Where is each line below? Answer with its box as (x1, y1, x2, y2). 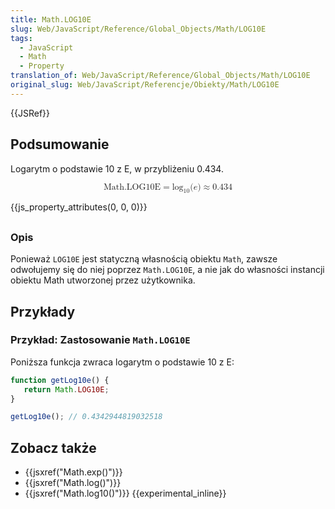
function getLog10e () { (10, 375, 110, 385)
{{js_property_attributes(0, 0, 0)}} (10, 201, 148, 213)
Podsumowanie (10, 136, 110, 153)
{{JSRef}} (10, 107, 50, 119)
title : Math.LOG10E (10, 14, 92, 25)
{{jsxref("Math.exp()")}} (24, 466, 123, 478)
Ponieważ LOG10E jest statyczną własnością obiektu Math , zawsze (10, 253, 278, 265)
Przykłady (10, 303, 76, 320)
